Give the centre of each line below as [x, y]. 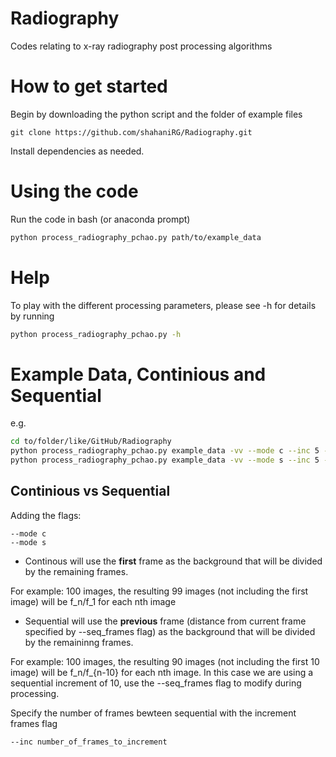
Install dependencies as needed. [77, 151]
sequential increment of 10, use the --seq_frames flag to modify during [156, 683]
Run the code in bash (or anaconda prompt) [100, 219]
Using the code [74, 191]
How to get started [89, 86]
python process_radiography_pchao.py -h [96, 334]
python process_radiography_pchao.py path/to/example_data [136, 237]
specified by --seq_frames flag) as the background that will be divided [170, 631]
